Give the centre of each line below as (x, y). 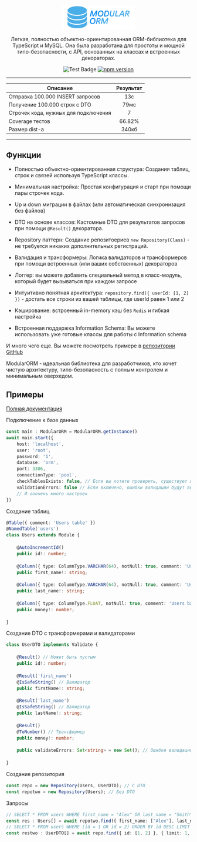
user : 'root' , (34, 450)
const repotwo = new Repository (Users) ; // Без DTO (70, 792)
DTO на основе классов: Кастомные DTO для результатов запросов (100, 222)
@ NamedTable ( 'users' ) (33, 529)
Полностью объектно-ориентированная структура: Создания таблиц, (102, 169)
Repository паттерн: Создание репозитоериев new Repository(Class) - (102, 240)
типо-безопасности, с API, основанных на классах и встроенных (98, 52)
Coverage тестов (29, 121)
